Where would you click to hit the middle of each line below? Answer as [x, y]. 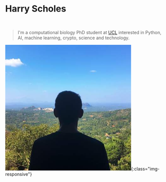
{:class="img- [145, 168]
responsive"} [19, 174]
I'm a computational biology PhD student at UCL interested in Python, [90, 32]
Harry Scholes [36, 9]
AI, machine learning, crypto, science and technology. [73, 38]
